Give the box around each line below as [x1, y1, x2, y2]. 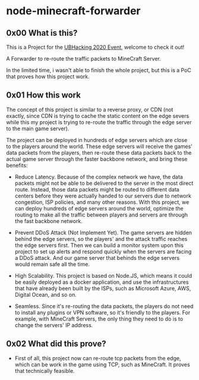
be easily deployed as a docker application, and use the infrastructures [14, 278, 189, 285]
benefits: [6, 162, 28, 169]
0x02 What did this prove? [6, 339, 107, 349]
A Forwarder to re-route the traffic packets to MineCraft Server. [6, 55, 162, 62]
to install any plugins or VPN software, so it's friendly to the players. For [14, 309, 191, 316]
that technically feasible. [14, 367, 75, 374]
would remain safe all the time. [14, 260, 90, 268]
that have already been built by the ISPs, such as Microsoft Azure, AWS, [14, 284, 191, 292]
